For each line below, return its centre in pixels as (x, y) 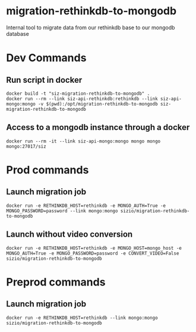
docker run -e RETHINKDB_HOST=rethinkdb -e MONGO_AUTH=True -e (86, 206)
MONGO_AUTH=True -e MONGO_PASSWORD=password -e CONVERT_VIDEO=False (93, 253)
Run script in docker (44, 80)
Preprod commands (56, 282)
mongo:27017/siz (26, 146)
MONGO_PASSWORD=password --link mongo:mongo (62, 211)
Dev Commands (46, 58)
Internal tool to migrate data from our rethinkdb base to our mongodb (91, 27)
